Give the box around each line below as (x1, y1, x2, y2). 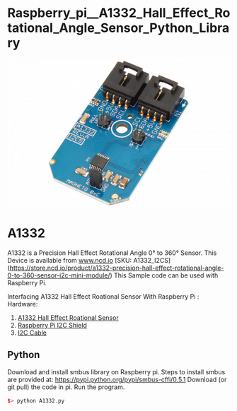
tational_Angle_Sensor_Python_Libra (7, 20, 230, 36)
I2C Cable (17, 328, 47, 337)
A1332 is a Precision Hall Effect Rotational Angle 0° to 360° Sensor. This (7, 249, 217, 257)
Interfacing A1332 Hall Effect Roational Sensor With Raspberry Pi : (7, 292, 200, 301)
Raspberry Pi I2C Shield (17, 321, 87, 329)
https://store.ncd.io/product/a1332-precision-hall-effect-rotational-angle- (9, 263, 224, 272)
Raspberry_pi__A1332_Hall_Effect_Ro (7, 5, 231, 21)
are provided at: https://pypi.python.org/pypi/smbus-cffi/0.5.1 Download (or (7, 375, 227, 383)
